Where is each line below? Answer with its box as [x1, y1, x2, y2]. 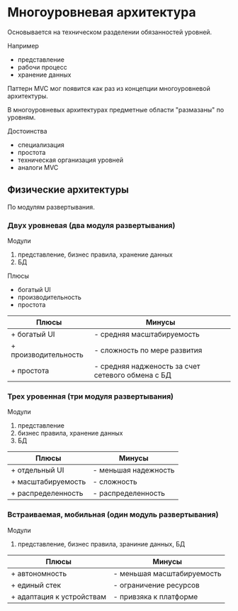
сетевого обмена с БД [93, 370, 172, 380]
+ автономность [11, 568, 67, 578]
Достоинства [7, 126, 47, 135]
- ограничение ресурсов [113, 580, 200, 590]
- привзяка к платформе [113, 591, 198, 601]
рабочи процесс [17, 63, 67, 71]
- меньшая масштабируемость [113, 568, 222, 578]
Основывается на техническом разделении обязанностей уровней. [7, 28, 212, 36]
